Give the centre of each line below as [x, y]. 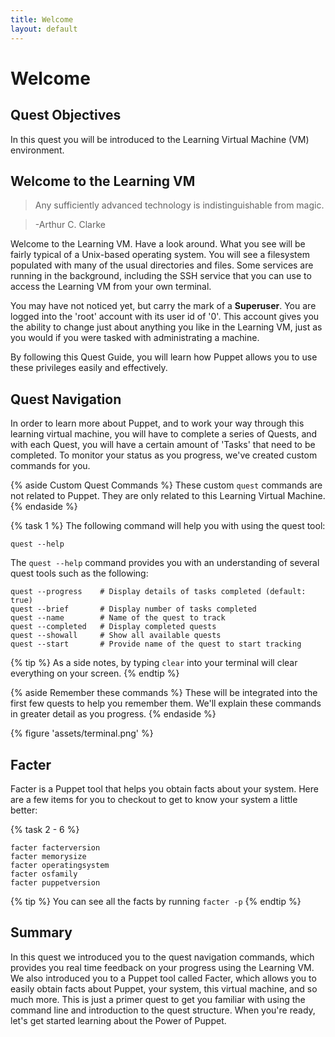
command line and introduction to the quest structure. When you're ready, [163, 1010]
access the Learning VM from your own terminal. [111, 287]
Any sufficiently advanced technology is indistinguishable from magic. [179, 205]
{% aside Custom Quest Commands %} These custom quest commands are [166, 485]
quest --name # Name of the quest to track [118, 618]
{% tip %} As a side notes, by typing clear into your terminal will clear [154, 663]
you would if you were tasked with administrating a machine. [135, 338]
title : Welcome [42, 19]
